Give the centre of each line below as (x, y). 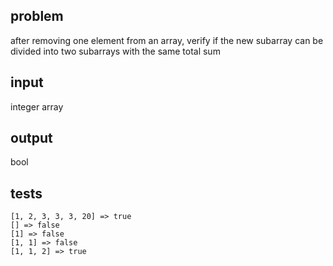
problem (37, 16)
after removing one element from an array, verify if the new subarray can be (167, 40)
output (31, 138)
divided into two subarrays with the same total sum (115, 51)
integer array (37, 106)
